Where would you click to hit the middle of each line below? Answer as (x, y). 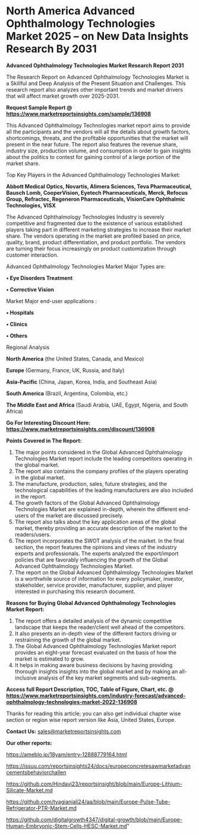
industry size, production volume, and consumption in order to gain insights (99, 151)
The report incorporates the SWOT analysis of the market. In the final (99, 541)
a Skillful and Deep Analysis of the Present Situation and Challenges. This (96, 83)
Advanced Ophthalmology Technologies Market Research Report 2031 (95, 65)
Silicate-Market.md (30, 790)
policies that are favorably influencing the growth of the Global (91, 560)
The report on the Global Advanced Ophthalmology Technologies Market (104, 572)
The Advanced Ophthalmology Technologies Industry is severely (85, 217)
